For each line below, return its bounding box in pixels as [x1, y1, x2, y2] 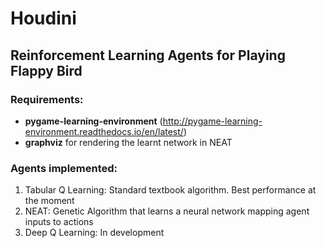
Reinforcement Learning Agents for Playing [10, 47, 286, 64]
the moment [24, 195, 75, 207]
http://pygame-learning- [162, 115, 263, 127]
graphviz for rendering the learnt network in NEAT [24, 136, 233, 148]
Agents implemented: [10, 161, 118, 175]
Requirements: [10, 92, 84, 106]
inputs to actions [24, 216, 94, 228]
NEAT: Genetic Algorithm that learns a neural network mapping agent [24, 205, 310, 217]
